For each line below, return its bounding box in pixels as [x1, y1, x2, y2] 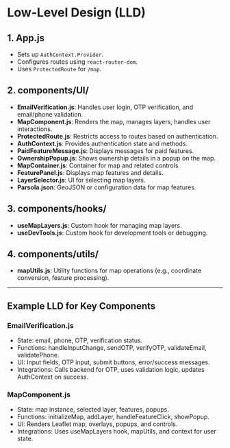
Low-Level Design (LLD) [7, 5, 146, 21]
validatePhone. [16, 351, 60, 359]
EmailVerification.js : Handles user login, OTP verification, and [16, 103, 194, 111]
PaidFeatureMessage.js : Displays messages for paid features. [16, 146, 194, 155]
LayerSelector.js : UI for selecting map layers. [16, 176, 146, 184]
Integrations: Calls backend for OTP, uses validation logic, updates [16, 366, 205, 374]
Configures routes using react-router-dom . [16, 58, 138, 66]
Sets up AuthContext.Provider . [16, 50, 104, 58]
